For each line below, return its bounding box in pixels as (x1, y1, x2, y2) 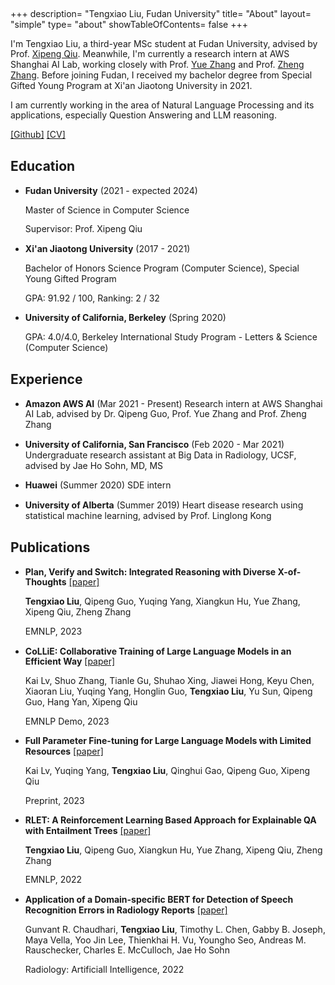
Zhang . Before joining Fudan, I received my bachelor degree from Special (10, 69, 313, 81)
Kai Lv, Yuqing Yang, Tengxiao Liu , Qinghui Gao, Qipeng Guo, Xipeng (24, 764, 311, 776)
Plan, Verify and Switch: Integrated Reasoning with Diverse (24, 565, 277, 578)
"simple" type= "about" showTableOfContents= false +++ (10, 18, 249, 30)
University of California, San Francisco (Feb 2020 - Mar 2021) (24, 438, 285, 450)
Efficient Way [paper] (24, 655, 116, 668)
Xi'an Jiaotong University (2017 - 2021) (24, 243, 191, 255)
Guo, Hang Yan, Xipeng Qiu (24, 695, 138, 708)
